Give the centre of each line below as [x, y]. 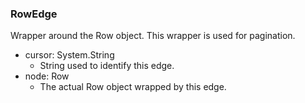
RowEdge [34, 14]
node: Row [47, 76]
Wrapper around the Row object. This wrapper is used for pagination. [153, 36]
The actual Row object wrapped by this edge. [133, 87]
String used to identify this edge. [107, 66]
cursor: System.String [69, 55]
